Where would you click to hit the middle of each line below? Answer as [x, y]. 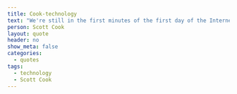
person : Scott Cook [36, 27]
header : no [23, 40]
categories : [25, 54]
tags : [15, 66]
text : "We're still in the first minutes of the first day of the [107, 20]
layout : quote [28, 34]
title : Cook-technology [42, 14]
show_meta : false [33, 47]
